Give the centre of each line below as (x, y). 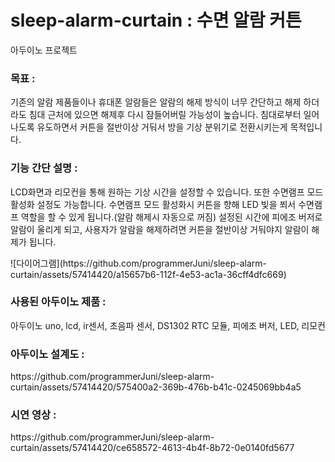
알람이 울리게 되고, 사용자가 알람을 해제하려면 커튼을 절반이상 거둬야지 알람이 (160, 229)
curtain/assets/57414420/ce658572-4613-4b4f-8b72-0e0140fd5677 (152, 448)
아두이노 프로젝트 (44, 50)
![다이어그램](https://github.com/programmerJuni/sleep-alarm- (138, 263)
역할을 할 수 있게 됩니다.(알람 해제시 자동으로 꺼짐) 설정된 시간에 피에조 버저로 (171, 217)
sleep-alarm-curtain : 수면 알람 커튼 (156, 20)
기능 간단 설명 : (44, 168)
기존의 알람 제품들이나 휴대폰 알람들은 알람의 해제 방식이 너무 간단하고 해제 (156, 102)
